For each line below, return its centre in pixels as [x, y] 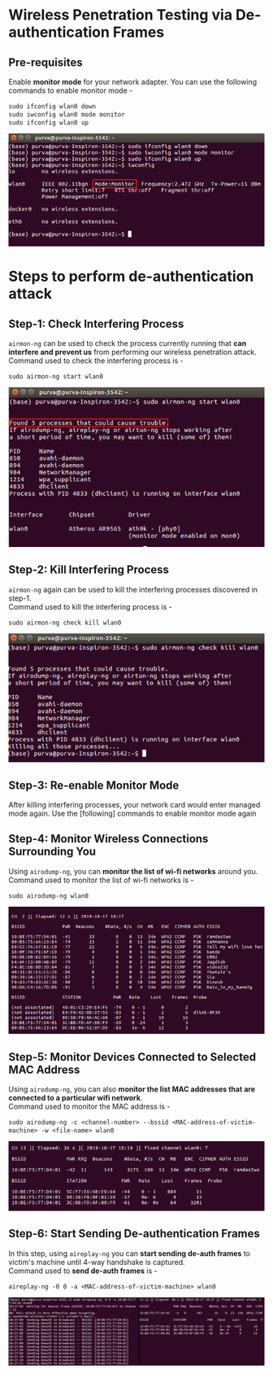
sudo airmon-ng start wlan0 [56, 377]
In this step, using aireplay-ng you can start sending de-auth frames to [129, 1253]
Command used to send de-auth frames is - [83, 1271]
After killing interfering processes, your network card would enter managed [134, 804]
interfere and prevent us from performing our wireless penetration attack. [133, 352]
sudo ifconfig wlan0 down [52, 107]
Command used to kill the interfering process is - [90, 606]
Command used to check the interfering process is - [96, 361]
